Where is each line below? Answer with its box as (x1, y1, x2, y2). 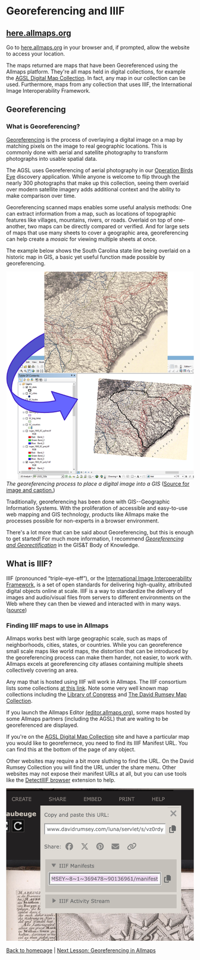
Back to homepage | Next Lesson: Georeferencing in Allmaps (6, 947, 156, 954)
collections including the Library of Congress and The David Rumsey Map (6, 690, 187, 698)
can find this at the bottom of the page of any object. (6, 745, 136, 753)
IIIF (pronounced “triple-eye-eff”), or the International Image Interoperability (6, 574, 192, 582)
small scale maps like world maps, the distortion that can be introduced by (6, 647, 189, 655)
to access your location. (6, 50, 65, 57)
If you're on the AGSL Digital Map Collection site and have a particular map (6, 733, 189, 740)
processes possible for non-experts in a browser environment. (6, 517, 160, 524)
